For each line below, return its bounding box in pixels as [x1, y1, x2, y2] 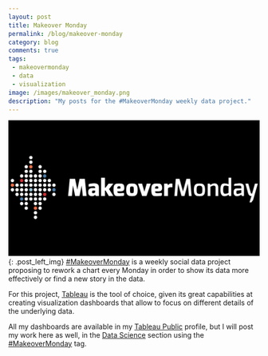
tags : [8, 55, 26, 63]
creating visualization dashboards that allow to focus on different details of [8, 298, 254, 307]
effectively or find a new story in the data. [8, 274, 146, 283]
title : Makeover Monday [8, 21, 88, 30]
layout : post [8, 13, 52, 21]
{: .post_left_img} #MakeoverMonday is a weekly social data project [8, 256, 231, 267]
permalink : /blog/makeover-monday [8, 30, 124, 38]
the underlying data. [8, 306, 75, 315]
